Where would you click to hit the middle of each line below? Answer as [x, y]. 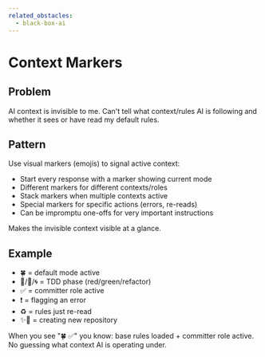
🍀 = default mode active [60, 273]
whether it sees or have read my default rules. [84, 120]
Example [30, 253]
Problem [30, 92]
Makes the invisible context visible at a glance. [85, 229]
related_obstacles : [41, 16]
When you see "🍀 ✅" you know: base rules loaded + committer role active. [131, 336]
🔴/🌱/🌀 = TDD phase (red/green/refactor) [85, 282]
